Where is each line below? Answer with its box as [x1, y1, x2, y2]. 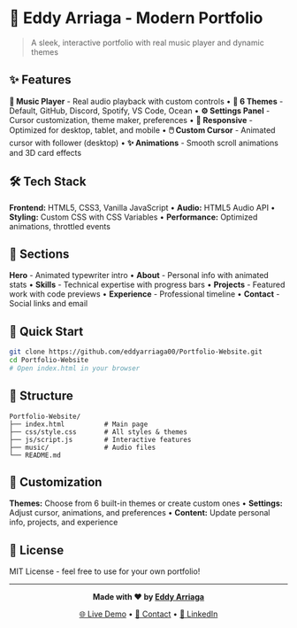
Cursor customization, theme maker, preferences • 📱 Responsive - [9, 114, 254, 125]
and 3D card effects [9, 147, 82, 158]
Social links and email [9, 298, 88, 309]
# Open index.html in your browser [9, 363, 141, 373]
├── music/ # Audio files [9, 443, 156, 452]
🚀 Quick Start [9, 323, 84, 339]
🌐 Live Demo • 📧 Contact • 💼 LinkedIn [79, 609, 218, 619]
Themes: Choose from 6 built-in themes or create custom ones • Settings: [9, 498, 283, 508]
